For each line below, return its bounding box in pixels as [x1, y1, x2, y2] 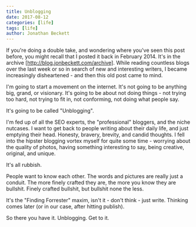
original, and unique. [6, 150, 56, 157]
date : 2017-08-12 [6, 14, 49, 20]
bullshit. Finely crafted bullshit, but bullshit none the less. [6, 185, 144, 192]
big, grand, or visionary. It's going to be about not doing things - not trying [6, 90, 187, 97]
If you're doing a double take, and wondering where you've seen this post [6, 47, 185, 54]
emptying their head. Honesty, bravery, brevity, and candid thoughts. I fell [6, 131, 185, 139]
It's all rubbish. [6, 162, 42, 169]
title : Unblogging [6, 8, 51, 15]
